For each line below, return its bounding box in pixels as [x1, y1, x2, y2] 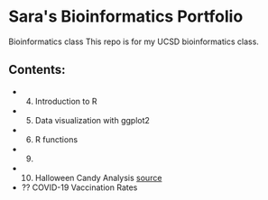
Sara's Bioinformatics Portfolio [8, 6, 244, 27]
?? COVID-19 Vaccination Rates [21, 182, 138, 193]
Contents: [8, 62, 66, 77]
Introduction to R [34, 95, 97, 106]
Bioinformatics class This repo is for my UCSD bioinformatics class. [8, 36, 259, 47]
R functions [34, 133, 79, 145]
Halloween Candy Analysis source [34, 172, 162, 183]
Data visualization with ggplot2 [34, 114, 151, 125]
